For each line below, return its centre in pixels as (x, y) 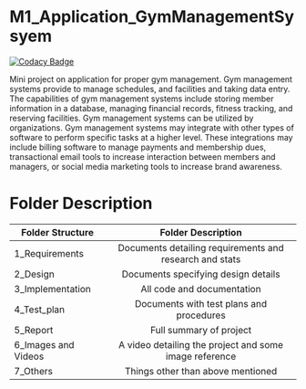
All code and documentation (201, 289)
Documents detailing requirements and (201, 247)
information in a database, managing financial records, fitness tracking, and (151, 108)
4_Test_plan (40, 310)
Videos (29, 356)
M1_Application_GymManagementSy (152, 17)
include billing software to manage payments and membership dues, (138, 147)
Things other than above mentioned (201, 371)
